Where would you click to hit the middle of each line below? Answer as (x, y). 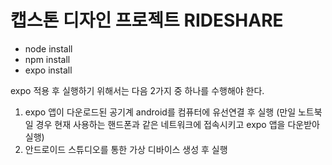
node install (48, 48)
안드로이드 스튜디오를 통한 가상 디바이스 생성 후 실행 (126, 149)
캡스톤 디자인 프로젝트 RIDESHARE (147, 20)
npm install (47, 59)
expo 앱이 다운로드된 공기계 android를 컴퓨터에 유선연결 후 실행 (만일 (160, 112)
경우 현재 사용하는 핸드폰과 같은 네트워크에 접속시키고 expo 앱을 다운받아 (177, 124)
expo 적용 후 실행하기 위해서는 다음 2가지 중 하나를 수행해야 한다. (137, 90)
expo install (48, 70)
